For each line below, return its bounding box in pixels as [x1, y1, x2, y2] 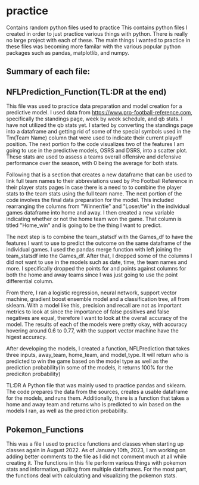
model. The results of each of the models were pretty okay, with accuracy [6, 321, 188, 328]
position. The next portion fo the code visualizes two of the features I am [6, 141, 185, 148]
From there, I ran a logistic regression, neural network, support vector [6, 289, 177, 296]
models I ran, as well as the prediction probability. [6, 407, 128, 415]
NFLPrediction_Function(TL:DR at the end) [6, 86, 167, 97]
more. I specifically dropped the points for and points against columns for [6, 265, 186, 272]
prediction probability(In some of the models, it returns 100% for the [6, 364, 173, 371]
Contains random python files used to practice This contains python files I [6, 24, 188, 31]
